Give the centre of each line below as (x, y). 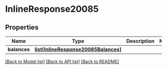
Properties (22, 27)
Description (140, 41)
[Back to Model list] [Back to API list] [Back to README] (62, 62)
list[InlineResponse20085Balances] (78, 49)
